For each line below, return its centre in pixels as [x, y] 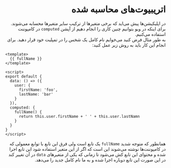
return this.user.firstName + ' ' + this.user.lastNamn [79, 116]
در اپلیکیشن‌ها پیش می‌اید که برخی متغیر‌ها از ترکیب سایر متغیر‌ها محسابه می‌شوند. [88, 23]
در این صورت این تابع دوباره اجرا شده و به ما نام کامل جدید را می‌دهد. [100, 160]
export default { [24, 76]
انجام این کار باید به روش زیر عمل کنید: [129, 45]
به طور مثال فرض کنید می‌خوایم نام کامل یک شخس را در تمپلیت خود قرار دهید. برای [87, 40]
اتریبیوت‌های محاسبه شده [118, 9]
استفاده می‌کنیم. [150, 34]
